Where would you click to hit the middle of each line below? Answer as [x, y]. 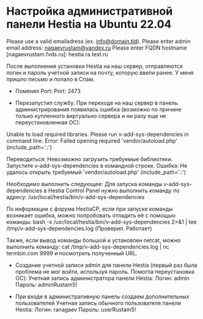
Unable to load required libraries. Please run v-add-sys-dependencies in [98, 134]
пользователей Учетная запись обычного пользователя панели [98, 303]
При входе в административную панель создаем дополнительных [102, 296]
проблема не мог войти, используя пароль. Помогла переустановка [105, 271]
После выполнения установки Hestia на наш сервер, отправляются [94, 66]
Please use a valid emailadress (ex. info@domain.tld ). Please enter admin [98, 41]
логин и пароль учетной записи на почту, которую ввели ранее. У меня [100, 72]
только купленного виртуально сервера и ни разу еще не [90, 116]
